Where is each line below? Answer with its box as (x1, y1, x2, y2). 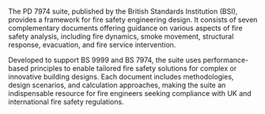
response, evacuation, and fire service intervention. (8, 40, 176, 50)
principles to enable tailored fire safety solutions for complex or (30, 64, 237, 73)
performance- (203, 55, 249, 64)
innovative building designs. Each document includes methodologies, (8, 72, 234, 81)
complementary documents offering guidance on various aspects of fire (8, 24, 243, 32)
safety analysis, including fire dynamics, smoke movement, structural (8, 31, 234, 41)
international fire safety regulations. (8, 97, 124, 106)
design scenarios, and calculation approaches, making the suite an (8, 80, 226, 90)
